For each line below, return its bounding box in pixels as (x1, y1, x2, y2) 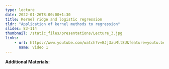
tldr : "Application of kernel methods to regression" (5, 21, 121, 27)
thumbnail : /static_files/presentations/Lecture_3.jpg (5, 31, 123, 36)
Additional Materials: (5, 58, 50, 64)
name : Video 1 (18, 45, 49, 50)
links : (5, 36, 19, 41)
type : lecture (5, 7, 35, 13)
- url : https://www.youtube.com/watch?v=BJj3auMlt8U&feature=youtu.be (14, 40, 165, 45)
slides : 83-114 (5, 26, 37, 31)
